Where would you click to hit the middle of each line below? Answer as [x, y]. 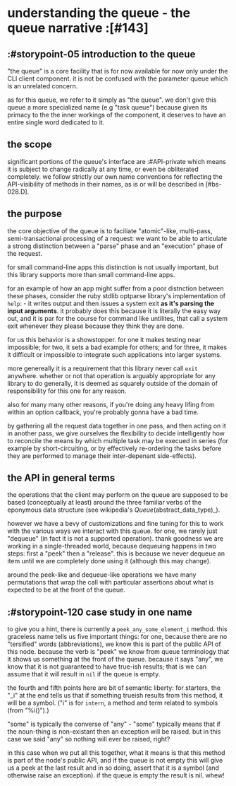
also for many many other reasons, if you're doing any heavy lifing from [111, 404]
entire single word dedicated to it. [56, 122]
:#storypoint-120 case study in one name [100, 612]
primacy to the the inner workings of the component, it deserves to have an [117, 115]
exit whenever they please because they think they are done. [96, 326]
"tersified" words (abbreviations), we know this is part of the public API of [114, 644]
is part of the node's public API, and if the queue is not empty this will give [115, 761]
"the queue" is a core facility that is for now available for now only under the [118, 71]
